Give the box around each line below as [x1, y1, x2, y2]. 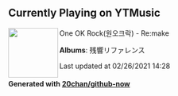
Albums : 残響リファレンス [59, 45, 145, 55]
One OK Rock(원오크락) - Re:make [59, 28, 169, 38]
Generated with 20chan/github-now [8, 79, 131, 89]
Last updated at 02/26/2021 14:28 [59, 61, 171, 71]
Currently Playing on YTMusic [8, 6, 161, 20]
